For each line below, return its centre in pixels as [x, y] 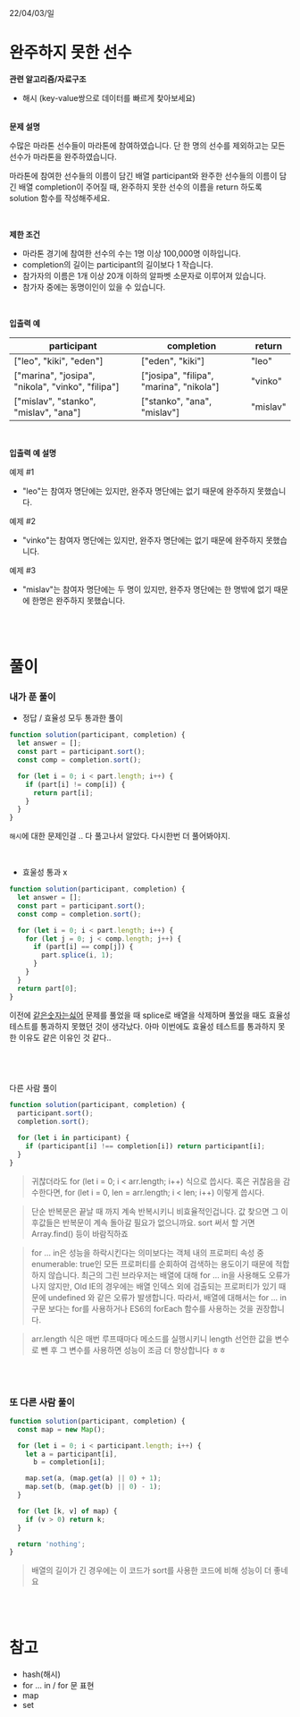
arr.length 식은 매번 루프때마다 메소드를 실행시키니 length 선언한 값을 [152, 1339]
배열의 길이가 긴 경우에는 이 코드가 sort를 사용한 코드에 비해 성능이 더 [151, 1570]
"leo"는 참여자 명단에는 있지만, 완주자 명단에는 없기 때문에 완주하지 [138, 491]
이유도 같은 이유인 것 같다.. [65, 1037]
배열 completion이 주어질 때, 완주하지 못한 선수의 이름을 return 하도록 [140, 187]
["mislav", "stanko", [55, 401]
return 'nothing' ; [52, 1544]
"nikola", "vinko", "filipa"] [67, 386]
